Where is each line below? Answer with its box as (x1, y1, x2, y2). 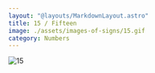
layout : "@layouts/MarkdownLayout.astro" (8, 11, 149, 20)
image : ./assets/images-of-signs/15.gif (8, 26, 146, 34)
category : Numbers (8, 34, 70, 43)
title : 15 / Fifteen (8, 19, 78, 27)
